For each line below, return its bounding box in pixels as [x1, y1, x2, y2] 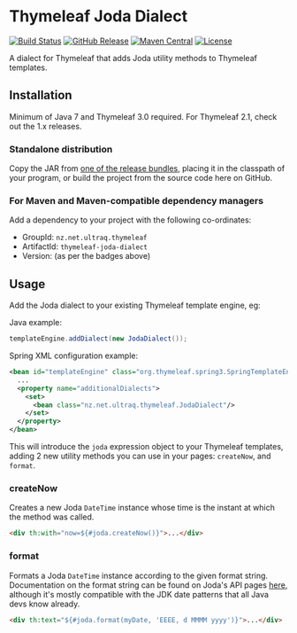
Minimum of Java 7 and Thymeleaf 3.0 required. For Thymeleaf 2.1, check [9, 111, 278, 121]
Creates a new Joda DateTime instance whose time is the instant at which [9, 503, 276, 513]
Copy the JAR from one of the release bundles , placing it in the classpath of [9, 163, 286, 174]
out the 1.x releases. [9, 121, 82, 131]
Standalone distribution [9, 143, 113, 155]
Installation [9, 88, 72, 103]
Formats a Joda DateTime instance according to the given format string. [9, 570, 268, 581]
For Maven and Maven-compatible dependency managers [9, 194, 263, 207]
